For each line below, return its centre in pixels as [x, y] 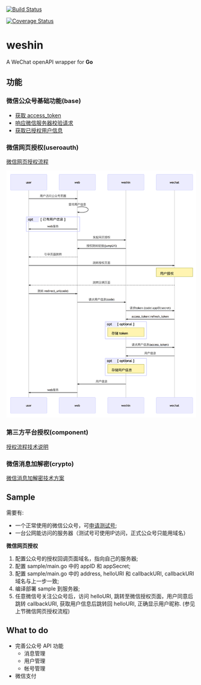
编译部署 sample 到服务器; [47, 588]
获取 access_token [38, 115]
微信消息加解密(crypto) [40, 463]
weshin [25, 45]
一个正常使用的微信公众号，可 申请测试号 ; [66, 525]
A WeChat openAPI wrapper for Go [50, 62]
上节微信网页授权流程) [42, 611]
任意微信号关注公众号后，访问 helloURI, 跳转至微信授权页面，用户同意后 [104, 596]
